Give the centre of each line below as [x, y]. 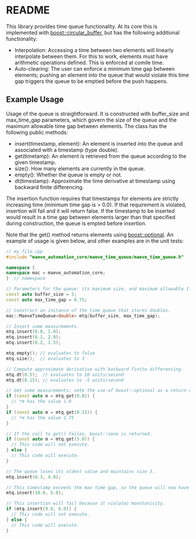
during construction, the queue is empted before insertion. [76, 223]
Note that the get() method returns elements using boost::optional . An [90, 234]
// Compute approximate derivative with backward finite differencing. [95, 369]
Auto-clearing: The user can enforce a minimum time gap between [94, 68]
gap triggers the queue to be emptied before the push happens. [91, 81]
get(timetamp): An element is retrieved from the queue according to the [100, 156]
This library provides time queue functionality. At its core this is [82, 26]
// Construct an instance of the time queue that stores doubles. [88, 310]
